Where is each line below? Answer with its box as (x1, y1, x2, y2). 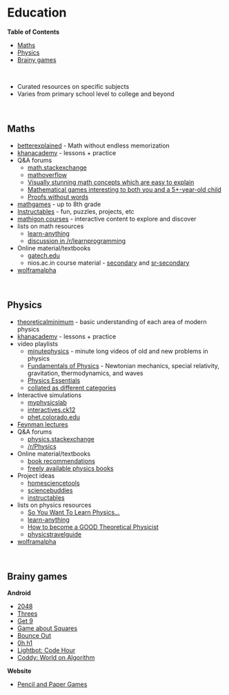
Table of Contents (7, 28, 60, 36)
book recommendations (27, 456, 95, 465)
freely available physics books (27, 464, 114, 472)
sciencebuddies (27, 486, 73, 494)
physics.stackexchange (27, 434, 94, 443)
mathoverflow (27, 170, 68, 179)
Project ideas (17, 471, 55, 480)
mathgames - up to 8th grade (17, 200, 101, 208)
